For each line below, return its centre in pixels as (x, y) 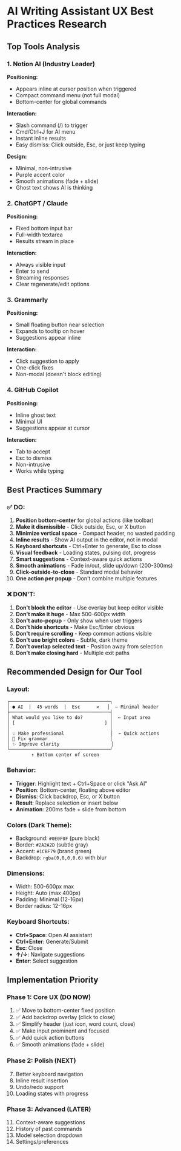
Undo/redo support (40, 1087)
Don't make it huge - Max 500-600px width (71, 614)
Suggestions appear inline (48, 338)
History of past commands (49, 1129)
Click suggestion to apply (47, 361)
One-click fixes (35, 368)
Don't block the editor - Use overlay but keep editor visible (90, 607)
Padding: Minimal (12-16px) (50, 899)
